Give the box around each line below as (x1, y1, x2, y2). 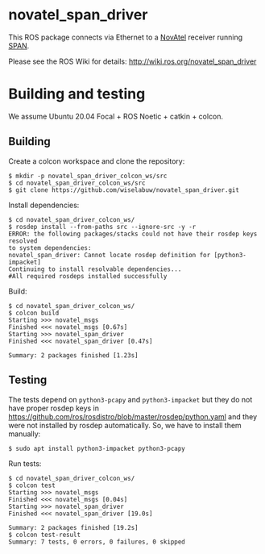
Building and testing (8, 85, 146, 103)
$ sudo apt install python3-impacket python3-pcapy (8, 444, 185, 452)
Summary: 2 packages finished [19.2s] (8, 523, 139, 531)
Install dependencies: (8, 200, 80, 210)
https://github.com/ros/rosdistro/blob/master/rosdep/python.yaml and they (8, 411, 258, 421)
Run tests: (8, 458, 42, 469)
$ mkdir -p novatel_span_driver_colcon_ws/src (8, 172, 168, 180)
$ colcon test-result (8, 531, 81, 539)
